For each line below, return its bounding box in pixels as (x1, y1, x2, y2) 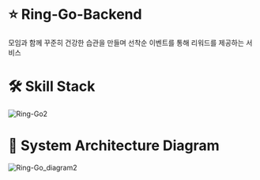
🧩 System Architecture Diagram (8, 137, 220, 155)
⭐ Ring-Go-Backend (8, 6, 142, 24)
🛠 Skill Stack (8, 77, 96, 96)
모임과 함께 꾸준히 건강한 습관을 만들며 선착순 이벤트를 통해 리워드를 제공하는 (8, 38, 245, 47)
